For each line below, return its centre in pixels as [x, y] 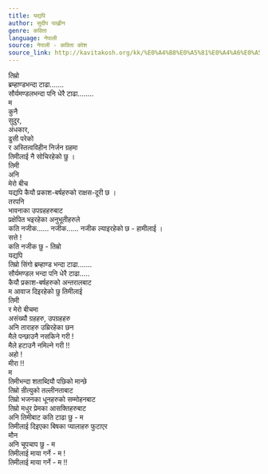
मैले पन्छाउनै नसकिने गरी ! [41, 336]
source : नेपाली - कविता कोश [48, 46]
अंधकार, [19, 129]
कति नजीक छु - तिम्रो [35, 246]
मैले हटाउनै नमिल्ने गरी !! [39, 345]
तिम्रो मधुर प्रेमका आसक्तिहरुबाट [47, 408]
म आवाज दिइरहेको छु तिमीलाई [45, 291]
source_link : [30, 53]
